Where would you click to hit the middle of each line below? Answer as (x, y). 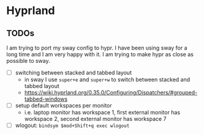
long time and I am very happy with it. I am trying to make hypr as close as (100, 54)
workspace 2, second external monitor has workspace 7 (95, 119)
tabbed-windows (46, 99)
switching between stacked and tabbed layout (73, 73)
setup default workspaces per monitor (63, 106)
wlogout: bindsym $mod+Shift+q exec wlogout (72, 125)
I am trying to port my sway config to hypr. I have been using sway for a (97, 48)
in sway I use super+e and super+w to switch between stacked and (107, 79)
